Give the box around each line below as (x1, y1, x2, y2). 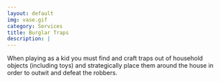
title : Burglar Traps (7, 29, 69, 36)
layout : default (7, 10, 54, 17)
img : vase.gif (7, 16, 48, 23)
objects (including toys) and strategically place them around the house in (7, 61, 214, 70)
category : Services (7, 23, 63, 29)
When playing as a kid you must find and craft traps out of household (7, 54, 203, 62)
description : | (7, 36, 51, 42)
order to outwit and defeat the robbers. (7, 69, 118, 77)
